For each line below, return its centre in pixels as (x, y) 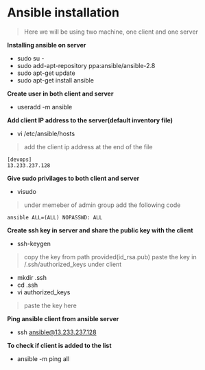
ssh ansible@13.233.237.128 (57, 332)
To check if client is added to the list (59, 345)
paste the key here (50, 305)
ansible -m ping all (43, 358)
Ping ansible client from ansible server (63, 318)
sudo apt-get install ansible (56, 80)
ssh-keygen (34, 243)
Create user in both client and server (60, 94)
